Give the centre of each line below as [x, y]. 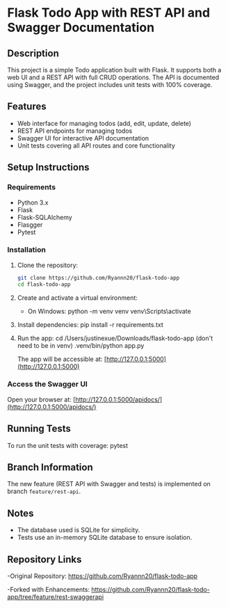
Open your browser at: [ [41, 399]
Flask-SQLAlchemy [45, 217]
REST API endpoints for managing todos [75, 131]
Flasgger [30, 225]
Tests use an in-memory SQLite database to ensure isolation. [105, 538]
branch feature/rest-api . [44, 491]
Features [27, 107]
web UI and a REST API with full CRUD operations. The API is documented [113, 77]
